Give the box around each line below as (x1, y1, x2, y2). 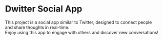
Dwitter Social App (5, 3, 82, 14)
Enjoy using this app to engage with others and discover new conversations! (5, 29, 159, 35)
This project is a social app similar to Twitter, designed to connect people (5, 19, 152, 25)
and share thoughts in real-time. (5, 24, 70, 30)
